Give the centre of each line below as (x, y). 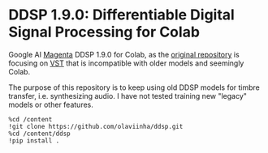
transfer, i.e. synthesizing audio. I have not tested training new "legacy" (128, 96)
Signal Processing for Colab (104, 32)
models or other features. (51, 104)
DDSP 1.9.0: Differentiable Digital (122, 15)
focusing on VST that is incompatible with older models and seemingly (126, 63)
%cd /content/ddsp (39, 134)
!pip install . (34, 140)
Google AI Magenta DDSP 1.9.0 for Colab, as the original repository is (124, 54)
